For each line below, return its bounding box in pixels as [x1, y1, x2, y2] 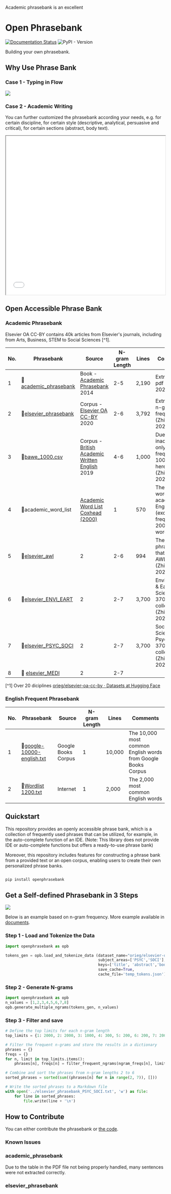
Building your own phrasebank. [5, 48, 70, 55]
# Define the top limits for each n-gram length [5, 1028, 110, 1034]
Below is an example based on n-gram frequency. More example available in [5, 914, 164, 920]
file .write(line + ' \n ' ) [23, 1098, 76, 1103]
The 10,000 [129, 729, 158, 736]
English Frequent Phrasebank [5, 695, 79, 702]
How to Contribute [5, 1112, 65, 1121]
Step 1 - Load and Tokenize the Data [5, 932, 95, 939]
